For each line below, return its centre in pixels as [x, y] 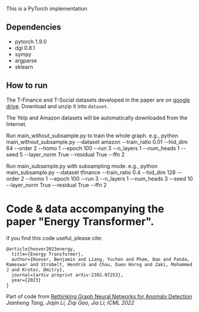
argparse [26, 60]
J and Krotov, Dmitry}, [36, 270]
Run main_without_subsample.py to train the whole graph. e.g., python [92, 135]
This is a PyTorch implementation [47, 9]
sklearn [24, 67]
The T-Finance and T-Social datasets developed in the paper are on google [98, 100]
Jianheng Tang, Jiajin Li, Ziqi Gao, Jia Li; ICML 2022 [70, 302]
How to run [27, 86]
